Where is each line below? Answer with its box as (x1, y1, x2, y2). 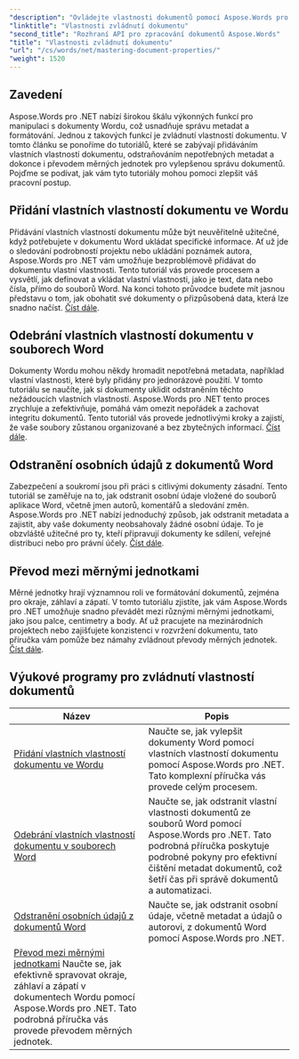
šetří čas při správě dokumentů (148, 873, 279, 885)
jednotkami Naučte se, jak (13, 958, 122, 970)
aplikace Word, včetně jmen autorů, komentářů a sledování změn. (9, 500, 249, 511)
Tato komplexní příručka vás (148, 769, 267, 781)
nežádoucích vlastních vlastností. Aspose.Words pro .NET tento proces (9, 393, 270, 405)
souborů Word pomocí (148, 817, 242, 829)
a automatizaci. (148, 884, 212, 896)
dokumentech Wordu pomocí (13, 990, 135, 1003)
